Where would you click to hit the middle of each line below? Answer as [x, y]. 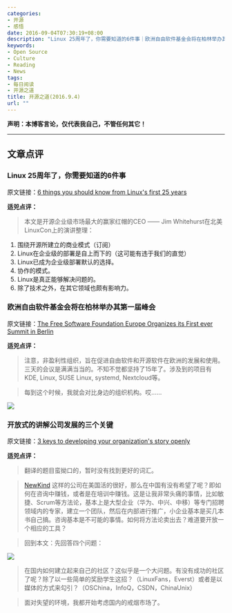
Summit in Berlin [30, 331]
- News [17, 71]
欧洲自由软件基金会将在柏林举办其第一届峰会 [81, 307]
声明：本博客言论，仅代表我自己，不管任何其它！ [77, 124]
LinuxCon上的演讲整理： [59, 230]
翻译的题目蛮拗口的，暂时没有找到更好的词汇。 [90, 471]
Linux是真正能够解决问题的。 [58, 279]
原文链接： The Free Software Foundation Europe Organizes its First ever [110, 323]
